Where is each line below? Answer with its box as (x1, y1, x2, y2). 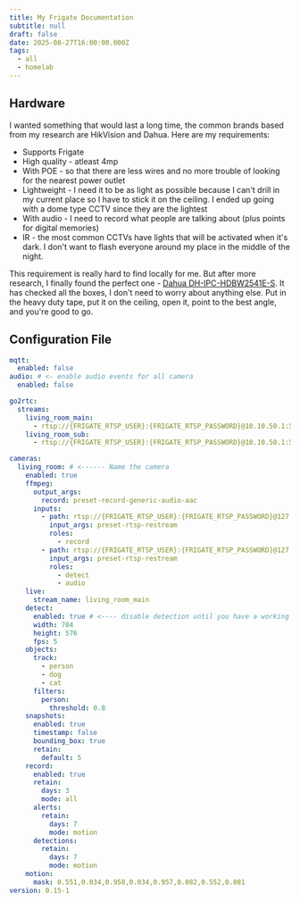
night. (21, 251, 44, 262)
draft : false (9, 29, 58, 38)
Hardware (9, 96, 65, 112)
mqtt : (9, 355, 29, 364)
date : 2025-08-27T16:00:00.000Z (9, 38, 129, 47)
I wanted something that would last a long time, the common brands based (9, 120, 284, 130)
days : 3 (41, 787, 70, 796)
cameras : (9, 455, 42, 464)
